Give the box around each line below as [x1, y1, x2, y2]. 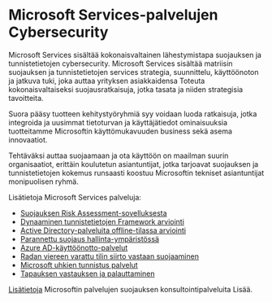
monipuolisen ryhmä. [8, 177, 79, 186]
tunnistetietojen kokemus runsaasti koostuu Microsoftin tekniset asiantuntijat [8, 168, 265, 177]
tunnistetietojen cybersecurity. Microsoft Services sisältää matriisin [8, 59, 233, 68]
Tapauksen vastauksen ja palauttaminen [19, 269, 155, 278]
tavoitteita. [8, 93, 44, 103]
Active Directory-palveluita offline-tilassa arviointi [19, 225, 187, 235]
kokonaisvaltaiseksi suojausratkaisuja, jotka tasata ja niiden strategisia [8, 84, 244, 94]
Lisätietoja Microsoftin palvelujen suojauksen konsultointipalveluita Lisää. [8, 284, 253, 294]
